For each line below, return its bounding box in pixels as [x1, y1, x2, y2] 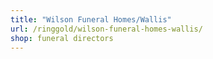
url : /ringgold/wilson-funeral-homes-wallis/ [10, 24, 203, 34]
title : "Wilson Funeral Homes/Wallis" [10, 14, 172, 25]
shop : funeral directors [10, 33, 114, 43]
